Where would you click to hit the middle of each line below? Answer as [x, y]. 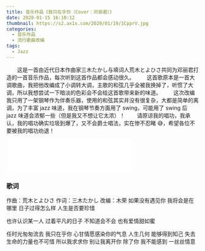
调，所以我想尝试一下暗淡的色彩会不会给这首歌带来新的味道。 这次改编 [101, 93]
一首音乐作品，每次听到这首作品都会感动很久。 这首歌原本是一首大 [106, 77]
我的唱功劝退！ [36, 130]
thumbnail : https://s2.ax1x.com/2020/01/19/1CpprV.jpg [77, 23]
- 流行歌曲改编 [28, 40]
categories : [21, 29]
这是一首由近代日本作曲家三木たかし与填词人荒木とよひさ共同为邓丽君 [105, 69]
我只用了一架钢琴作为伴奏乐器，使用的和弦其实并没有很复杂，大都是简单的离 [103, 100]
